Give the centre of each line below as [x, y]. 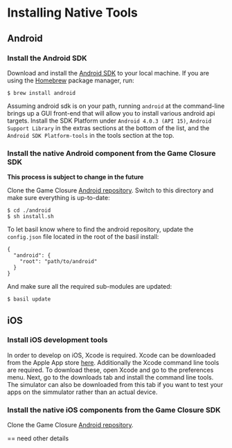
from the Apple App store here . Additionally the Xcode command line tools [113, 362]
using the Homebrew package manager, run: [71, 80]
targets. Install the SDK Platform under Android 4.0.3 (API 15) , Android [109, 120]
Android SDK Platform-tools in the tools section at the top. [91, 135]
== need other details [38, 438]
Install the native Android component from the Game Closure [111, 153]
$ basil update [29, 299]
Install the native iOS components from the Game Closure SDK [114, 410]
